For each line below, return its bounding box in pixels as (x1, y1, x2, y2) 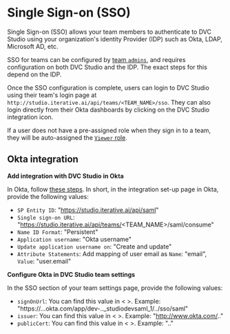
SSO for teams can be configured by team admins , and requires (7, 55, 186, 63)
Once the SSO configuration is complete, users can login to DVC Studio (7, 83, 210, 92)
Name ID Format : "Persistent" (17, 227, 98, 236)
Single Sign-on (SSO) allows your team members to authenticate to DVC (7, 28, 212, 36)
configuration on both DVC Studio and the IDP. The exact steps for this (7, 63, 208, 71)
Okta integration (7, 154, 79, 165)
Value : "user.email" (17, 257, 71, 265)
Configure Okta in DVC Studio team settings (7, 270, 136, 278)
